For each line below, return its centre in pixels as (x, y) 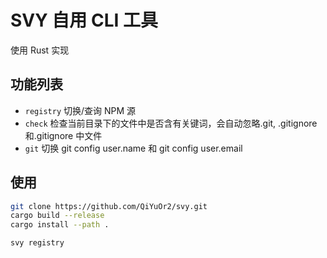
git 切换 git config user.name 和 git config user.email (133, 148)
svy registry (37, 243)
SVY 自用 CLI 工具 (84, 20)
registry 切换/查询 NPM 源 (80, 110)
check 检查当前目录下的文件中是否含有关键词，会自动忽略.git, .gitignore (171, 123)
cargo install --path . (60, 225)
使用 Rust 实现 (40, 50)
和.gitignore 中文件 (63, 135)
